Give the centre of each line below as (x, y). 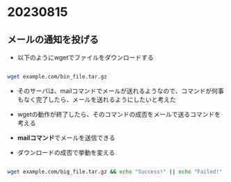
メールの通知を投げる (53, 39)
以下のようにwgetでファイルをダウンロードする (86, 57)
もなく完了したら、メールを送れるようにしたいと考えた (96, 99)
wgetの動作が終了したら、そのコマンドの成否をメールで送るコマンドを (119, 114)
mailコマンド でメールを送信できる (66, 138)
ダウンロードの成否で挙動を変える (66, 152)
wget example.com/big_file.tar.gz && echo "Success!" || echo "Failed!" (115, 172)
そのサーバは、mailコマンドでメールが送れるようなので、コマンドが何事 (121, 90)
